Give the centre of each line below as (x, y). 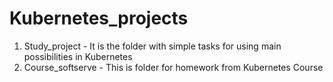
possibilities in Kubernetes (78, 56)
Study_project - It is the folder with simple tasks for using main (152, 46)
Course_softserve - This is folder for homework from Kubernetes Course (173, 67)
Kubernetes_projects (99, 18)
